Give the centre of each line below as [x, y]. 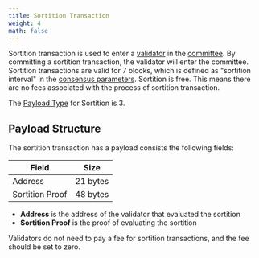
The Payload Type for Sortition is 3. [67, 103]
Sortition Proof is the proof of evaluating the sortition [108, 223]
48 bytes [92, 195]
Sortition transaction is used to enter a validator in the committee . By [122, 54]
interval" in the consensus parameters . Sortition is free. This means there [129, 79]
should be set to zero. [44, 247]
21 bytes [92, 182]
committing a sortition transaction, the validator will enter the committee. [129, 62]
